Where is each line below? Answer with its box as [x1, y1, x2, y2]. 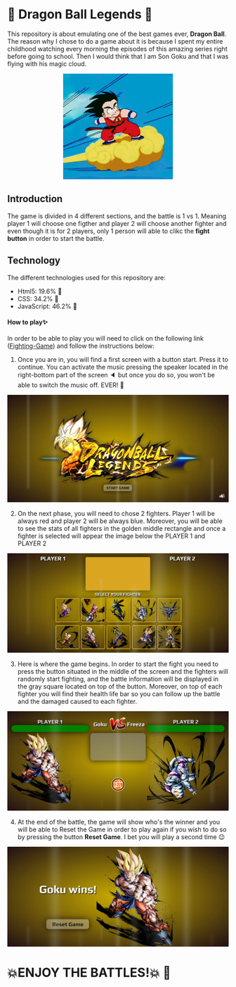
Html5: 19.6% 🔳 [17, 287, 63, 295]
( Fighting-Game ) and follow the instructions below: [7, 341, 155, 350]
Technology [7, 255, 61, 267]
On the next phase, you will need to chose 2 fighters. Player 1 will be [17, 510, 216, 518]
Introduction [7, 193, 63, 205]
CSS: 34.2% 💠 [17, 294, 59, 303]
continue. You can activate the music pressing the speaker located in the [17, 363, 228, 371]
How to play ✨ [7, 318, 48, 327]
